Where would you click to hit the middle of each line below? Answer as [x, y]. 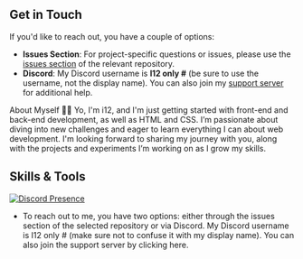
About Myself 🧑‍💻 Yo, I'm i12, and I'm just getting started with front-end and [149, 110]
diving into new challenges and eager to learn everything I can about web [146, 129]
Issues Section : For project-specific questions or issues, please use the [156, 54]
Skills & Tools [47, 176]
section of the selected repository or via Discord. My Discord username [156, 226]
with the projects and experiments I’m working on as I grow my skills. [138, 148]
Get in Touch [46, 15]
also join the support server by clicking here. [105, 245]
